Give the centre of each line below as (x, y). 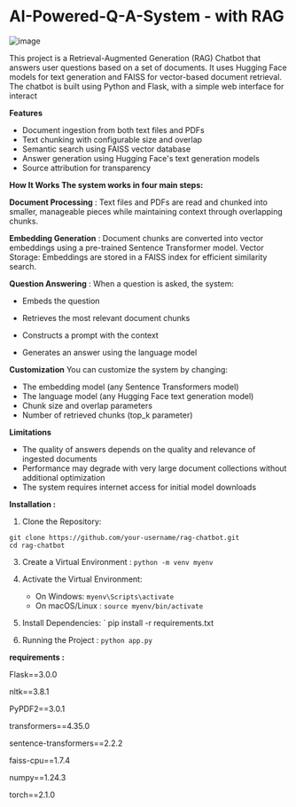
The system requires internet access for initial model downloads (139, 487)
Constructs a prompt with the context (90, 335)
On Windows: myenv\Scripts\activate (105, 596)
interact (23, 96)
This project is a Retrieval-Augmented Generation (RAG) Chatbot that (135, 58)
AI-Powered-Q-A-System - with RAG (147, 16)
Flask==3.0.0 (33, 674)
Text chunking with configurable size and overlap (112, 139)
